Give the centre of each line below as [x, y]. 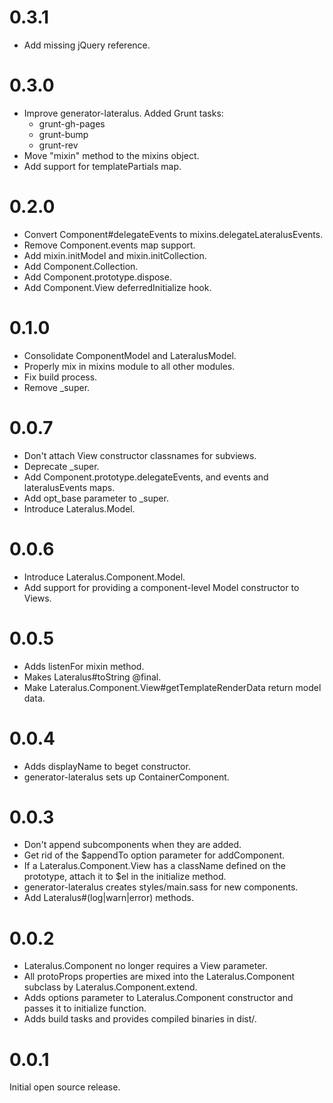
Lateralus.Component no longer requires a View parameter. [145, 966]
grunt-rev [58, 145]
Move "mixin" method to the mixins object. [111, 155]
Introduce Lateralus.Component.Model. [104, 577]
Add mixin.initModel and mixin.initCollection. [115, 255]
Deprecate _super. [61, 466]
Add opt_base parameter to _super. [96, 498]
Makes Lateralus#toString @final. [92, 677]
